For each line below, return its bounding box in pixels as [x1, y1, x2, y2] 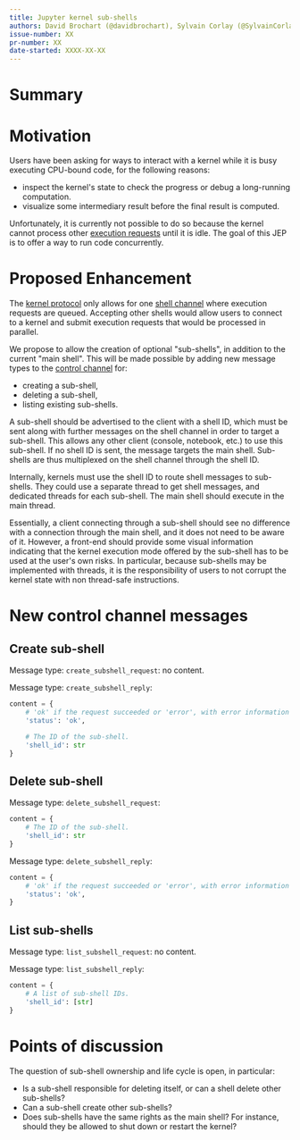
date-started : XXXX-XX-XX [9, 46, 105, 55]
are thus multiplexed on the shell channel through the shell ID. [32, 455, 260, 465]
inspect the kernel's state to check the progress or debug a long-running [21, 182, 291, 193]
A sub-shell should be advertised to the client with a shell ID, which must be [9, 416, 288, 427]
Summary [9, 85, 83, 105]
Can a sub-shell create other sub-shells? [21, 1102, 172, 1112]
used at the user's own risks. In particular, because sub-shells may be [9, 556, 267, 566]
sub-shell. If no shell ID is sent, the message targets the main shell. [9, 445, 256, 456]
